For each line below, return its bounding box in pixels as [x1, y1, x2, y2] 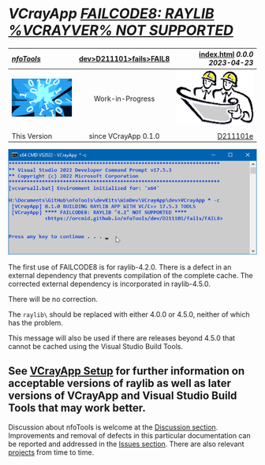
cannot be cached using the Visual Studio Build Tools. [8, 341, 184, 351]
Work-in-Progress [93, 94, 155, 103]
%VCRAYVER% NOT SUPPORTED [8, 21, 234, 39]
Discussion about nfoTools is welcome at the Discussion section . [8, 422, 218, 432]
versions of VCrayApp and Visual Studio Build [8, 389, 237, 403]
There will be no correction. [8, 294, 99, 303]
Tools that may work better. [8, 401, 146, 415]
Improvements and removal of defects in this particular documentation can [8, 430, 251, 440]
